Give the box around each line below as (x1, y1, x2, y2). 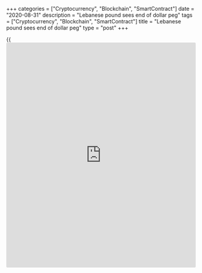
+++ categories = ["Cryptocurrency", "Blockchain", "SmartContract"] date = (6, 5, 195, 12)
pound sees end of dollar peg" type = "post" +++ (6, 24, 129, 31)
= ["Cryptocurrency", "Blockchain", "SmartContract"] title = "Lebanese (6, 18, 182, 25)
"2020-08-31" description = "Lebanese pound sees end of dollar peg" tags (6, 11, 193, 19)
